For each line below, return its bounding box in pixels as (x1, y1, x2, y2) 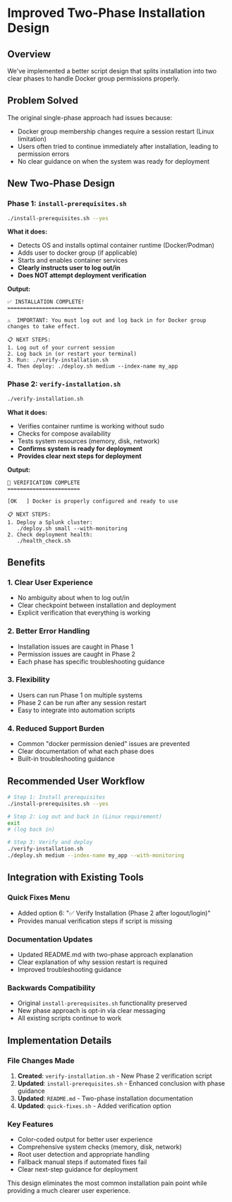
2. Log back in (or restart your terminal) (7, 351, 138, 358)
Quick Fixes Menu (7, 893, 71, 903)
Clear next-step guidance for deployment (17, 1165, 138, 1174)
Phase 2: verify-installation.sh (7, 379, 121, 389)
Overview (7, 48, 51, 60)
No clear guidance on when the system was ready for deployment (17, 157, 210, 165)
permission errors (17, 150, 70, 158)
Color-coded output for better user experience (17, 1135, 153, 1144)
